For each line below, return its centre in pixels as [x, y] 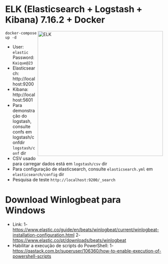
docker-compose [21, 33]
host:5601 [22, 100]
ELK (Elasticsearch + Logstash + [74, 9]
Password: [23, 57]
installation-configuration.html [43, 235]
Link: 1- [20, 224]
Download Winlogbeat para [63, 200]
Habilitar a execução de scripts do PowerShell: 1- [63, 245]
